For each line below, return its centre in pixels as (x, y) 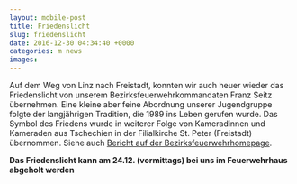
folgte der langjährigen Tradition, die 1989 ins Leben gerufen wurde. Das (144, 114)
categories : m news (46, 51)
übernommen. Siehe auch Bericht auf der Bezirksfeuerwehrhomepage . (141, 143)
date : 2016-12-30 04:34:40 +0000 (72, 43)
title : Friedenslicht (50, 26)
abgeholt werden (42, 170)
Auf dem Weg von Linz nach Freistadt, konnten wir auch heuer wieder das (147, 85)
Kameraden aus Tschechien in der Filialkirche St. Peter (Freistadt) (131, 133)
